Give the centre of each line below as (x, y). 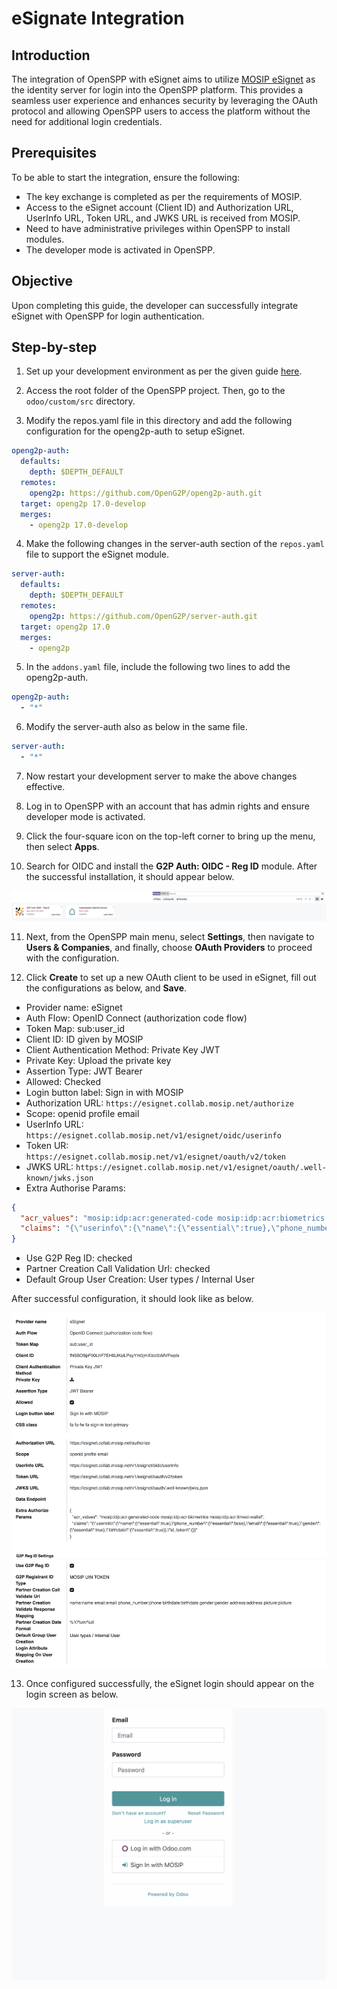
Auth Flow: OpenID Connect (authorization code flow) (136, 1018)
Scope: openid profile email (82, 1113)
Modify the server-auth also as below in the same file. (136, 727)
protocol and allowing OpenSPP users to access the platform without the (161, 111)
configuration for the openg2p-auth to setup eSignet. (135, 431)
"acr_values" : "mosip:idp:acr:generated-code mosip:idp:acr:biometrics (173, 1218)
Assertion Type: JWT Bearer (84, 1071)
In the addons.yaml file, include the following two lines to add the (158, 667)
